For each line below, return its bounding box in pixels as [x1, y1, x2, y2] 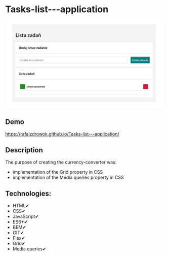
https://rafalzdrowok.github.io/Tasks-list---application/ [5, 131, 120, 137]
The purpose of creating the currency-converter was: [5, 159, 117, 166]
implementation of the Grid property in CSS [12, 169, 103, 175]
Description [5, 146, 43, 154]
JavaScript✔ [12, 213, 39, 219]
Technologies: [5, 189, 52, 198]
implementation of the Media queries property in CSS [12, 174, 124, 181]
